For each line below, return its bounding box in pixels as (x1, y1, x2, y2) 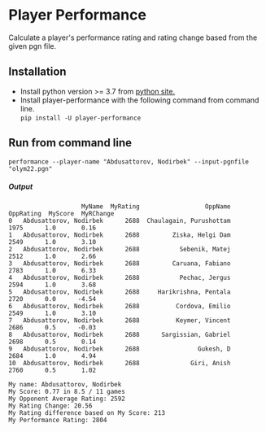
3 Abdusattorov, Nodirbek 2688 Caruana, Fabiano (8, 259, 231, 268)
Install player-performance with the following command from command (20, 95, 259, 105)
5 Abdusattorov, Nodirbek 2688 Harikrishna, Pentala (8, 287, 231, 296)
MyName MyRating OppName (81, 202, 231, 211)
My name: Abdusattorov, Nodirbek (8, 380, 122, 388)
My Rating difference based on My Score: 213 (8, 408, 165, 417)
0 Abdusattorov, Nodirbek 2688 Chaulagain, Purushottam (8, 216, 231, 225)
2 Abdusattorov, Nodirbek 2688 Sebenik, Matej (8, 245, 231, 253)
